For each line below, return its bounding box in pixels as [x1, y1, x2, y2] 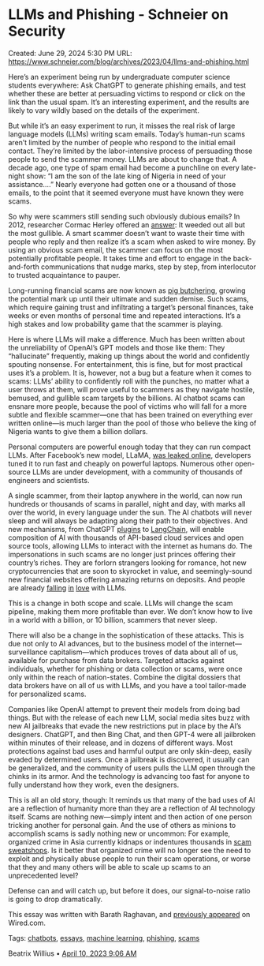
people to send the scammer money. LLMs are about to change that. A [8, 154, 237, 163]
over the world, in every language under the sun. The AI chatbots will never [8, 507, 252, 517]
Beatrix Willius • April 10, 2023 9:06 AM [8, 949, 137, 958]
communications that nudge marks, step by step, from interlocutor [40, 262, 257, 271]
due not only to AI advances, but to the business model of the [8, 638, 209, 648]
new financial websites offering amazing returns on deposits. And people [8, 575, 246, 584]
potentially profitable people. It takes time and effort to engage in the [8, 253, 232, 263]
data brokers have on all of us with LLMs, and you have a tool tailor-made [8, 680, 247, 690]
